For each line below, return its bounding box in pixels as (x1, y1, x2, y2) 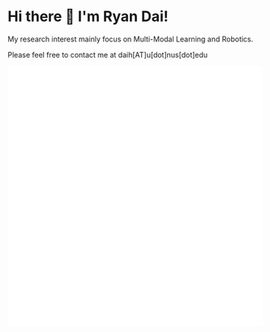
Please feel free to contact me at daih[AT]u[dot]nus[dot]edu (7, 50, 208, 59)
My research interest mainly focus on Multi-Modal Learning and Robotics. (7, 34, 254, 44)
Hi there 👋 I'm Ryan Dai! (7, 7, 169, 26)
